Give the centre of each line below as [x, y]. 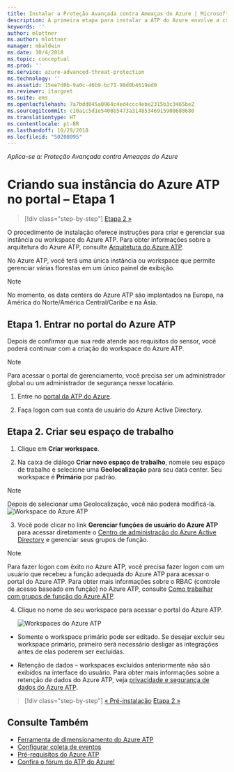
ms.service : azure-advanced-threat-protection [76, 72]
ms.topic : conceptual [39, 59]
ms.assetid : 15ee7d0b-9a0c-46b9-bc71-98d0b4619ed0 [82, 85]
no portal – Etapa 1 [61, 200]
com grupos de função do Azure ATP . [61, 596]
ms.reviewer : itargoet [40, 91]
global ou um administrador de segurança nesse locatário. [91, 383]
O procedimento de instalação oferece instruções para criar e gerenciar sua [116, 232]
